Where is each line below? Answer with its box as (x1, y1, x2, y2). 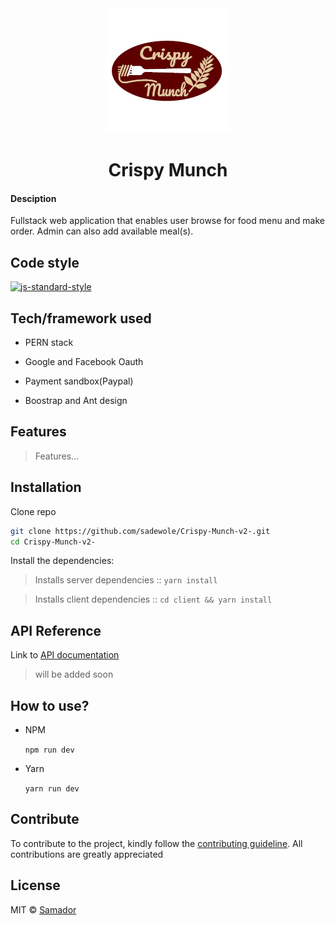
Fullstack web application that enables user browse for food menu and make (10, 215, 325, 227)
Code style (10, 254, 80, 271)
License (10, 877, 61, 894)
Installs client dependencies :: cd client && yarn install (34, 593, 273, 606)
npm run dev (24, 745, 75, 756)
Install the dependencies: (10, 555, 115, 567)
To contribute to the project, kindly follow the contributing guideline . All (10, 837, 303, 849)
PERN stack (24, 337, 74, 349)
